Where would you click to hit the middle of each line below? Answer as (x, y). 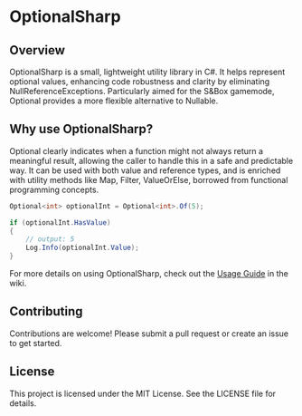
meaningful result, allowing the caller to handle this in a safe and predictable (151, 160)
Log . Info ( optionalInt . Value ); (83, 248)
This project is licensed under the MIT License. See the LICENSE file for (143, 393)
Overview (38, 50)
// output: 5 (50, 239)
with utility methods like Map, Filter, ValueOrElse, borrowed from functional (149, 179)
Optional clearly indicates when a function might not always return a (137, 150)
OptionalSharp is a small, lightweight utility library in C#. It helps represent (147, 72)
